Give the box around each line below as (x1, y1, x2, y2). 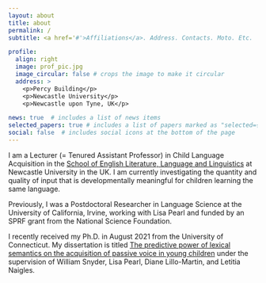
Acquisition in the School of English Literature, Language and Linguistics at (8, 159, 253, 168)
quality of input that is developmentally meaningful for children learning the (8, 175, 253, 185)
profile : (8, 48, 37, 56)
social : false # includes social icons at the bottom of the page (8, 128, 236, 137)
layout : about (8, 11, 55, 20)
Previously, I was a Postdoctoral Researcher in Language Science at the (8, 199, 242, 208)
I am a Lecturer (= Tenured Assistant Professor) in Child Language (8, 150, 224, 159)
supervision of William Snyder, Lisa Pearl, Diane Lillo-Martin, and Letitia (8, 257, 241, 266)
